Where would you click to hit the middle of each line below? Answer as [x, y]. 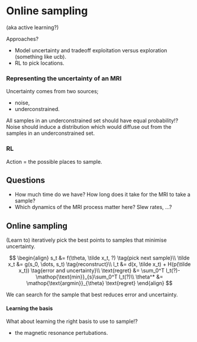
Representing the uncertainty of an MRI [64, 78]
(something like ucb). [41, 56]
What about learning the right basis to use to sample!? [72, 321]
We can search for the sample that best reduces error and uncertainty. [92, 294]
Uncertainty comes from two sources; [52, 91]
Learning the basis [30, 308]
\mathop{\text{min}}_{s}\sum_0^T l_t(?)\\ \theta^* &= [99, 277]
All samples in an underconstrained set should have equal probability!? [92, 121]
